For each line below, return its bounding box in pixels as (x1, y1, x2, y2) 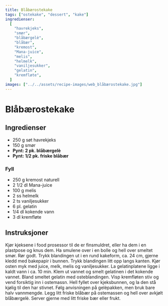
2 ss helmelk (12, 193, 39, 199)
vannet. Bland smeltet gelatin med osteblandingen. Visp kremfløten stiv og (5, 274, 159, 280)
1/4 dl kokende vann (12, 209, 54, 215)
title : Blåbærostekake (5, 7, 53, 13)
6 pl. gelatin (12, 203, 37, 209)
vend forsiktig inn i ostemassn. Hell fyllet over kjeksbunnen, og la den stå (5, 279, 156, 285)
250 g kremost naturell (12, 177, 60, 183)
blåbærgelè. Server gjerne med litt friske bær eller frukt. (5, 295, 121, 301)
